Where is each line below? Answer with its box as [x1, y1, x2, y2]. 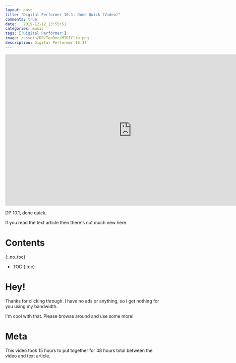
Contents [5, 237, 45, 249]
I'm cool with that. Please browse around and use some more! [5, 313, 134, 319]
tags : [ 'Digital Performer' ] [5, 31, 67, 36]
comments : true [5, 17, 37, 22]
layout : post [5, 7, 33, 13]
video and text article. [5, 352, 50, 358]
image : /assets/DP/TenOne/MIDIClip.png [5, 36, 89, 41]
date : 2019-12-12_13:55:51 [5, 21, 67, 27]
